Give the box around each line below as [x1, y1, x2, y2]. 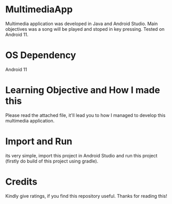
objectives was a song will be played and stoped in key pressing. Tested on [5, 26, 165, 32]
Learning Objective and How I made [5, 85, 160, 96]
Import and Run [5, 136, 73, 147]
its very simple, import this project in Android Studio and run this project [5, 152, 158, 158]
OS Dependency [5, 50, 76, 61]
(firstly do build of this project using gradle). [5, 158, 99, 164]
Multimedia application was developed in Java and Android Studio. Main [5, 21, 158, 27]
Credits [5, 176, 37, 188]
